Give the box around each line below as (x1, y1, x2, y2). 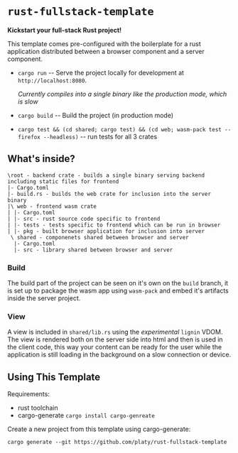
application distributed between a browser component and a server (7, 47, 205, 55)
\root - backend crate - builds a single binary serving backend (7, 172, 205, 179)
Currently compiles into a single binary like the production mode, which (17, 89, 227, 98)
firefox (17, 133, 40, 141)
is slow (17, 97, 38, 106)
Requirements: (7, 390, 50, 398)
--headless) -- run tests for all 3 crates (43, 132, 158, 141)
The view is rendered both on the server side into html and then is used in (7, 335, 223, 344)
